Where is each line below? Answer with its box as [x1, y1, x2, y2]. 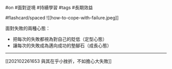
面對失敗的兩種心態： [5, 25, 50, 31]
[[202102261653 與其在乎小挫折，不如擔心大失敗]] [5, 58, 112, 64]
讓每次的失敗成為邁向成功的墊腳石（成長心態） [12, 42, 112, 49]
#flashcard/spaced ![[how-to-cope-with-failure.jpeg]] [5, 15, 119, 20]
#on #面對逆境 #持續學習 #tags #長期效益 [5, 5, 93, 10]
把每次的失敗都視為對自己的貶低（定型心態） [12, 36, 107, 42]
